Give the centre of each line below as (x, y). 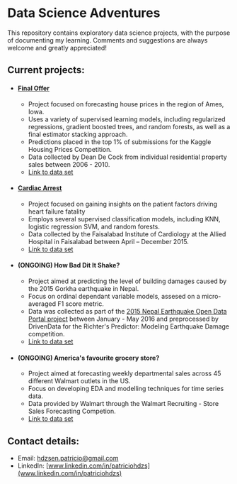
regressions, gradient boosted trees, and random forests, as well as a (129, 126)
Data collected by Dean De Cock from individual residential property (128, 157)
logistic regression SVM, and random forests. (94, 226)
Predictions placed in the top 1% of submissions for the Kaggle (120, 142)
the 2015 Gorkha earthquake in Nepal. (83, 288)
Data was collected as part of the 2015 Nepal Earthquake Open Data (128, 311)
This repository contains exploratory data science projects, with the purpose (119, 33)
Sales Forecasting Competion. (72, 411)
